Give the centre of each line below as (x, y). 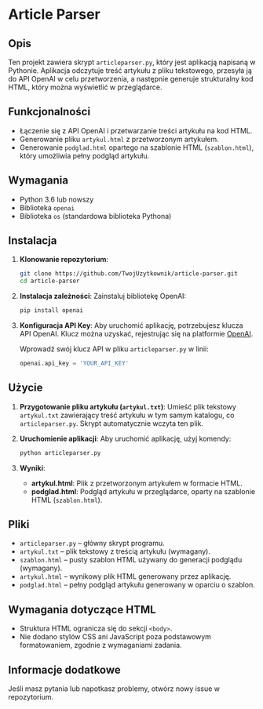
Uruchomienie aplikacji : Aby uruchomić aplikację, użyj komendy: (125, 438)
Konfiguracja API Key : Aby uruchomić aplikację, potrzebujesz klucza (131, 325)
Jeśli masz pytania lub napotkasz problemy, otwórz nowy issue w (114, 689)
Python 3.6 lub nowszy (57, 199)
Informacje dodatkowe (65, 669)
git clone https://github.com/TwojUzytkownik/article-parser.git (128, 274)
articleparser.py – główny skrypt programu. (92, 544)
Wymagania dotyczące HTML (82, 609)
